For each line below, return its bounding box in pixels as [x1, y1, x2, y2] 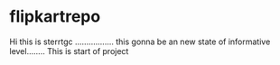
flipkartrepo [9, 6, 101, 27]
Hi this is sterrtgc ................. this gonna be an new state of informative [9, 36, 271, 47]
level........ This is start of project [9, 45, 129, 56]
